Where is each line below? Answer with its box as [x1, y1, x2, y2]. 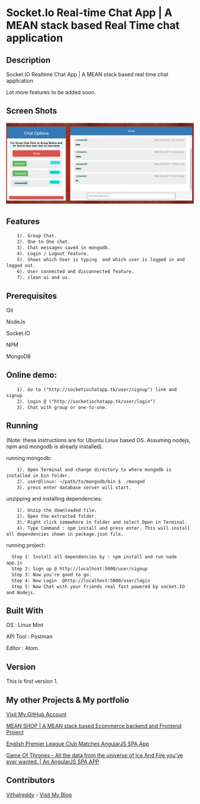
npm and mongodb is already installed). [6, 443, 104, 450]
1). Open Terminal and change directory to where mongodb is [17, 467, 171, 473]
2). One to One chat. [17, 239, 70, 245]
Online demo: [6, 370, 57, 380]
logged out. [6, 263, 36, 269]
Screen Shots [6, 106, 58, 116]
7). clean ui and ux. [17, 275, 70, 281]
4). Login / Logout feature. [17, 251, 89, 257]
